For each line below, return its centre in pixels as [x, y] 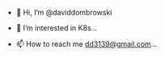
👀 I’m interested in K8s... [57, 28]
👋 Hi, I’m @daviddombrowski [64, 12]
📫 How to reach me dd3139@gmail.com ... [87, 44]
